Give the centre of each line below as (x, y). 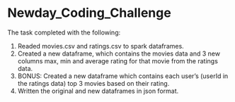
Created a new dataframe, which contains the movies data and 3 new (119, 53)
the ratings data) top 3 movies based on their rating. (93, 83)
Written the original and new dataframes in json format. (98, 91)
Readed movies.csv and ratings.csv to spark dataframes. (101, 46)
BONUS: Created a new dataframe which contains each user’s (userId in (123, 76)
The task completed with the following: (64, 32)
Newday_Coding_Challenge (89, 13)
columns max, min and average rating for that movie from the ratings (117, 60)
